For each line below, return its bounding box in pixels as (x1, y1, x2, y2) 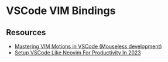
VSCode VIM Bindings (6, 4, 116, 18)
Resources (6, 27, 46, 37)
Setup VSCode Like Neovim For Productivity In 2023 (14, 49, 142, 56)
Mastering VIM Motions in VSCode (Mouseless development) (14, 43, 162, 50)
